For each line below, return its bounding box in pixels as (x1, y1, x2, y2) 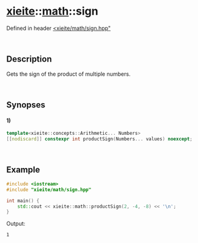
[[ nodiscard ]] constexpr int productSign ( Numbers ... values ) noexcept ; (6, 136, 193, 142)
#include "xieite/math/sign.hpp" (6, 186, 92, 193)
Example (6, 165, 40, 175)
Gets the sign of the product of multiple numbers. (6, 70, 131, 78)
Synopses (6, 100, 46, 111)
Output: (6, 220, 26, 227)
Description (6, 54, 52, 65)
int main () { (6, 197, 40, 204)
